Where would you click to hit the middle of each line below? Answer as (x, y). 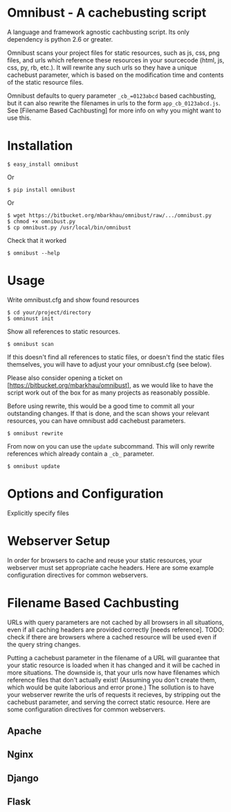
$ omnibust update (34, 466)
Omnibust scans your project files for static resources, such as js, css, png (113, 53)
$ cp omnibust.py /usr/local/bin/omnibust (69, 227)
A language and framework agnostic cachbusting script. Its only (99, 32)
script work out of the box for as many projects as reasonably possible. (109, 392)
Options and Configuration (85, 494)
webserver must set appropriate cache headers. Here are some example (111, 567)
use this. (19, 118)
